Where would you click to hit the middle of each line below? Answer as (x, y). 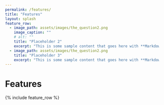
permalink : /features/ (28, 10)
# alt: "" (24, 37)
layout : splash (20, 19)
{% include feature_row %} (32, 98)
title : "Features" (24, 14)
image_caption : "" (32, 32)
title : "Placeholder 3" (38, 55)
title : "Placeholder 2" (38, 42)
